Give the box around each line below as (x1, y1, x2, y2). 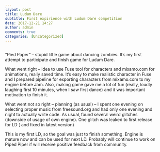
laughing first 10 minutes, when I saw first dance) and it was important (5, 87, 145, 92)
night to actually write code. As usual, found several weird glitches (5, 111, 138, 117)
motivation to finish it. (5, 91, 48, 97)
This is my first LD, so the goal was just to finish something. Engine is (5, 131, 143, 137)
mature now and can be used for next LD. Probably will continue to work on (5, 136, 156, 142)
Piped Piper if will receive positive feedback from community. (5, 141, 128, 147)
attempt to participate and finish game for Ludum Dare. (5, 57, 115, 62)
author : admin (5, 25, 34, 30)
